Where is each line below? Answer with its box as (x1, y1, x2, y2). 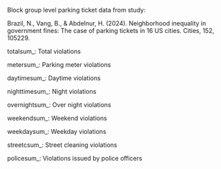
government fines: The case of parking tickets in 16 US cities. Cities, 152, (7, 27, 215, 34)
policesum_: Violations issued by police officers (7, 155, 143, 162)
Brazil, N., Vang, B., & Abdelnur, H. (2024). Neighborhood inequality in (7, 19, 206, 27)
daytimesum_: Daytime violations (7, 74, 102, 82)
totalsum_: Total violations (7, 48, 81, 55)
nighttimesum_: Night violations (7, 88, 97, 95)
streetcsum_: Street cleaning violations (7, 141, 117, 149)
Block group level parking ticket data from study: (7, 6, 146, 14)
